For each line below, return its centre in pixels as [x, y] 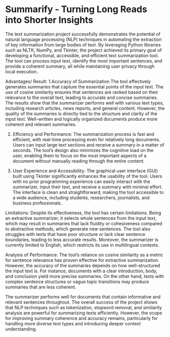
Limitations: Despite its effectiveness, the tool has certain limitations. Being [83, 213]
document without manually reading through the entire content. [79, 161]
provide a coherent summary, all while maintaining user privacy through [80, 66]
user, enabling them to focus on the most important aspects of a [79, 156]
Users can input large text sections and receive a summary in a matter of [88, 145]
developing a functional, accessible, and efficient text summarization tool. [82, 55]
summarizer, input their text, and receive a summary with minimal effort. [88, 187]
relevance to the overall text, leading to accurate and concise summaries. [82, 98]
